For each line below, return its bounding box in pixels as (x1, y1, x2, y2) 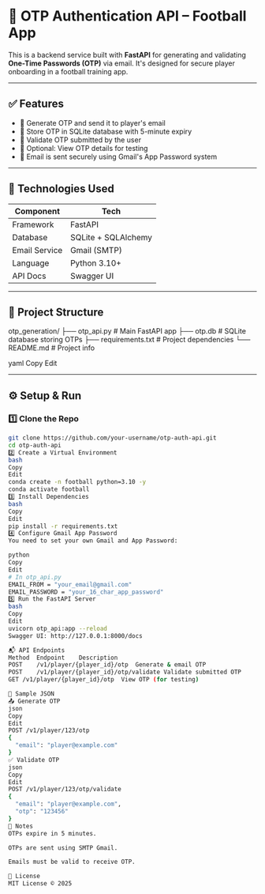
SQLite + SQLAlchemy (69, 232, 152, 243)
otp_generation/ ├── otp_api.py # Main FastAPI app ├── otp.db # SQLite (8, 326, 247, 336)
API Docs (12, 270, 47, 281)
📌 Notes (8, 822, 34, 830)
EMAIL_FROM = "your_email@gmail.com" (8, 580, 132, 588)
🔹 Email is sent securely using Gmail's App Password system (19, 152, 218, 161)
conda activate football (8, 485, 90, 493)
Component (14, 206, 61, 217)
